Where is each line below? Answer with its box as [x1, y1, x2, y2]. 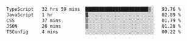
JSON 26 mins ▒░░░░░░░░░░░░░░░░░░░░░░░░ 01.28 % [6, 23, 182, 29]
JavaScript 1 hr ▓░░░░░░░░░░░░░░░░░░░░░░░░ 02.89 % [6, 11, 182, 18]
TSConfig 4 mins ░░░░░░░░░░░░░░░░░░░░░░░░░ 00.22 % [6, 28, 182, 35]
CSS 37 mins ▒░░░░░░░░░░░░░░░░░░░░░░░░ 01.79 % [6, 17, 182, 24]
